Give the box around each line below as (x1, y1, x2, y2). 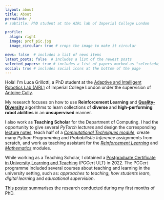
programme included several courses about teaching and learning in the (5, 165, 150, 171)
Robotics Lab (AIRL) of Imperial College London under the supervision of (5, 84, 151, 91)
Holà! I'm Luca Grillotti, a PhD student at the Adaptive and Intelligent (5, 79, 142, 85)
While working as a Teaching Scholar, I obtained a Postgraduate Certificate (5, 155, 156, 161)
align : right (9, 34, 36, 39)
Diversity (5, 104, 24, 110)
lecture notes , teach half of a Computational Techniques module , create (5, 129, 150, 135)
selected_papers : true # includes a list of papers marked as (5, 61, 134, 66)
